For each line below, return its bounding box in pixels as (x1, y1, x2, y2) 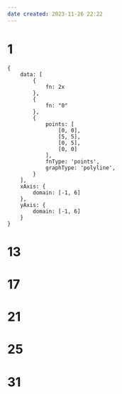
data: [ (20, 70, 43, 78)
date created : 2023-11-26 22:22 (7, 10, 103, 18)
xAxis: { (20, 183, 46, 190)
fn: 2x (45, 83, 65, 90)
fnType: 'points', (45, 158, 100, 165)
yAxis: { (20, 201, 46, 208)
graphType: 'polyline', (45, 164, 116, 171)
